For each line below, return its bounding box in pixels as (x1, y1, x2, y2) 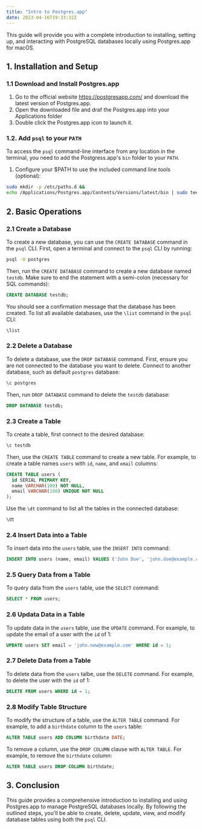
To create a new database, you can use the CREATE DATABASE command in (6, 238, 188, 245)
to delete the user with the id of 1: (6, 677, 91, 684)
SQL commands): (6, 280, 50, 287)
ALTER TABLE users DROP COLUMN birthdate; (6, 763, 115, 770)
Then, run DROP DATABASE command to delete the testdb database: (6, 391, 170, 398)
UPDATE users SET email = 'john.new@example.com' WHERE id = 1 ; (6, 642, 172, 648)
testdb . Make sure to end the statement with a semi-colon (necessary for (6, 273, 188, 281)
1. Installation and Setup (6, 61, 98, 71)
